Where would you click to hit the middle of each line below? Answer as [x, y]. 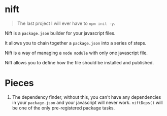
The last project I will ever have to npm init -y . [66, 23]
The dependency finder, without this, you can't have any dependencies [87, 97]
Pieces [19, 83]
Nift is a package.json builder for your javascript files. [60, 33]
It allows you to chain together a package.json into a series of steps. [76, 43]
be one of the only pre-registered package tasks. [63, 108]
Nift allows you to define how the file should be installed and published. [79, 62]
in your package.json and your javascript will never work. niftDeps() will [87, 102]
